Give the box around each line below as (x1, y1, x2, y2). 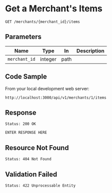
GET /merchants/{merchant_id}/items (5, 19, 80, 24)
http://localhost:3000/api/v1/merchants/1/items (5, 95, 107, 100)
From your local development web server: (5, 85, 89, 91)
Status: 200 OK (5, 121, 36, 126)
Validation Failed (5, 170, 57, 178)
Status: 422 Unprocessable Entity (5, 183, 76, 188)
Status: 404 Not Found (5, 156, 52, 162)
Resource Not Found (5, 144, 69, 152)
